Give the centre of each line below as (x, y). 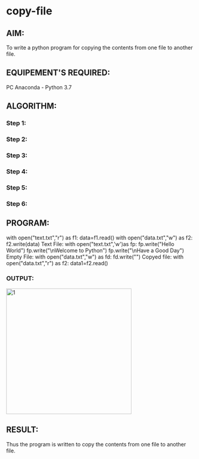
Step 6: (17, 203)
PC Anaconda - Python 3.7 (39, 87)
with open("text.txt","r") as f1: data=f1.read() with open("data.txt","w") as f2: (99, 238)
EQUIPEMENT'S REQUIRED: (58, 73)
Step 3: (17, 155)
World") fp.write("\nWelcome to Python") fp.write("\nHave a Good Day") (95, 250)
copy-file (29, 11)
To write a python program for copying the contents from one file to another (99, 47)
